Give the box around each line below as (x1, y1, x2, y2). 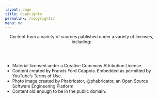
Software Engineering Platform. (12, 83, 75, 89)
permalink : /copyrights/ (5, 16, 55, 21)
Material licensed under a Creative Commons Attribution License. (12, 63, 142, 69)
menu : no (5, 20, 23, 26)
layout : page (5, 7, 32, 12)
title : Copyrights (5, 12, 42, 16)
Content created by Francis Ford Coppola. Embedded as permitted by (12, 68, 151, 74)
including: (71, 39, 92, 45)
